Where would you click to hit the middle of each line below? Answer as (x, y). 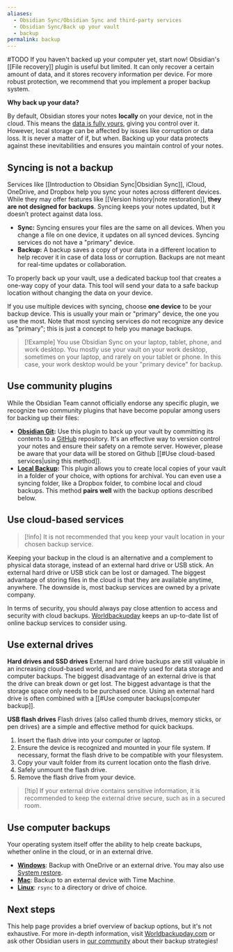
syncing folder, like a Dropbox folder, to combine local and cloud (110, 483)
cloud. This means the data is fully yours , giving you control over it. (103, 123)
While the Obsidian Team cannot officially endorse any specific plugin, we (113, 403)
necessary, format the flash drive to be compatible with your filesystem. (120, 755)
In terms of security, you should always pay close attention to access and (112, 608)
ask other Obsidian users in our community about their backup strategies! (113, 941)
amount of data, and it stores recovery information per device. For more (110, 75)
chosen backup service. (59, 544)
